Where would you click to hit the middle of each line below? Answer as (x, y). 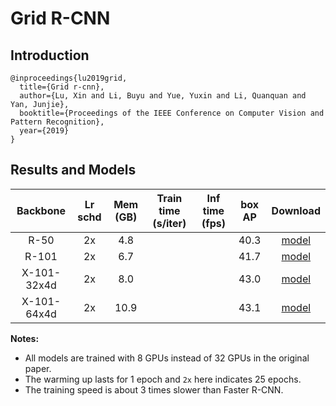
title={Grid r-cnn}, (62, 87)
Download (296, 210)
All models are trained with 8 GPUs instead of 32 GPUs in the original (167, 358)
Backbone (41, 210)
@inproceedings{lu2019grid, (69, 78)
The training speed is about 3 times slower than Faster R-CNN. (154, 389)
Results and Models (73, 170)
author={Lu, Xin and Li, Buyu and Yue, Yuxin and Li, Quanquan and (163, 96)
